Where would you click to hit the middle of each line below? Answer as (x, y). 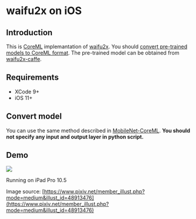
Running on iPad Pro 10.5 (36, 180)
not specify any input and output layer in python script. (75, 137)
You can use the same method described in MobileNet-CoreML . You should (98, 130)
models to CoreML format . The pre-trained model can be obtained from (93, 53)
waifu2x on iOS (44, 11)
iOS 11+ (24, 97)
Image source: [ (25, 191)
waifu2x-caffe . (24, 59)
